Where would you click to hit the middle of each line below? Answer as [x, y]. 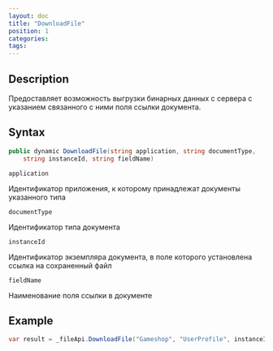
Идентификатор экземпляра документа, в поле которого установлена [130, 257]
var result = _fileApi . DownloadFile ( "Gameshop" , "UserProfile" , [119, 340]
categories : [28, 39]
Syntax [27, 133]
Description [39, 79]
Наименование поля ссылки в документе [80, 295]
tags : [17, 46]
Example [31, 321]
